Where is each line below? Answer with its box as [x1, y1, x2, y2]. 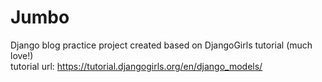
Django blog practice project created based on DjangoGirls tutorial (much [10, 39, 313, 51]
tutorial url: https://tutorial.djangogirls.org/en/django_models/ [10, 60, 263, 72]
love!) [10, 49, 34, 61]
